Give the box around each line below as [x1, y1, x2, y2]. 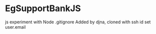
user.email [5, 24, 26, 30]
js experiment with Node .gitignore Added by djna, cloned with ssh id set [5, 19, 151, 25]
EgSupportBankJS [5, 3, 81, 14]
